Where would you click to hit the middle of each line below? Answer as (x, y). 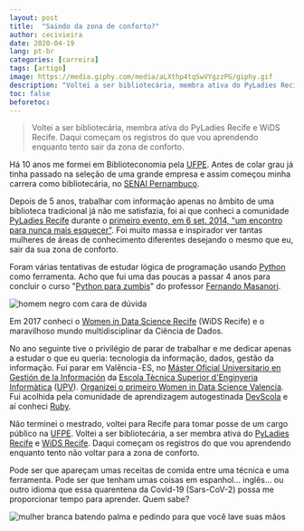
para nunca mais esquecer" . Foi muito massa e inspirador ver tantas (136, 230)
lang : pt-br (32, 52)
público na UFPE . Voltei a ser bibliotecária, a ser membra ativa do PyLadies (149, 434)
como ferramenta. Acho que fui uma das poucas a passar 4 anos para (140, 276)
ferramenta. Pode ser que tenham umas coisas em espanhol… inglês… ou (147, 480)
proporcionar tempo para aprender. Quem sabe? (100, 499)
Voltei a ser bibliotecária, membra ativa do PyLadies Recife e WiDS (156, 128)
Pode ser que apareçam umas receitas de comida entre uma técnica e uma (149, 470)
